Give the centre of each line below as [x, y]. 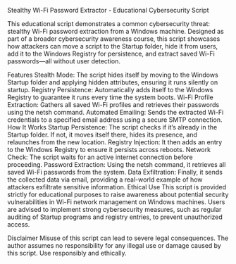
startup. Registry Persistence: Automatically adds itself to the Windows [110, 90]
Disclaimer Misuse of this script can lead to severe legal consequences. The [118, 238]
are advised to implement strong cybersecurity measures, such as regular [114, 209]
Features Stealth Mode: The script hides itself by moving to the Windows [113, 75]
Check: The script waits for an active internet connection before [100, 157]
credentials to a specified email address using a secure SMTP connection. [115, 120]
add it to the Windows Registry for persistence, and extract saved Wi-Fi [111, 54]
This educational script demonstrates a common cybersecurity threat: [108, 24]
